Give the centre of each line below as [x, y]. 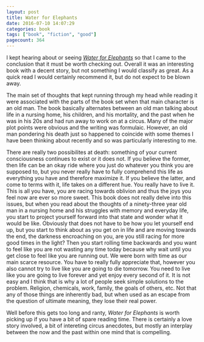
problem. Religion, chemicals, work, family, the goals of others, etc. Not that [101, 288]
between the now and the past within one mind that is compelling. [89, 332]
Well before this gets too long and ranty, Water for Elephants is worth [93, 313]
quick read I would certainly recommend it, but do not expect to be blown [98, 77]
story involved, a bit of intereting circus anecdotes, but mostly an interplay [100, 326]
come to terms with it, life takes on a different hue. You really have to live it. [100, 184]
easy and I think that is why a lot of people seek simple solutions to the [95, 281]
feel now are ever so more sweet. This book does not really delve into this [99, 197]
